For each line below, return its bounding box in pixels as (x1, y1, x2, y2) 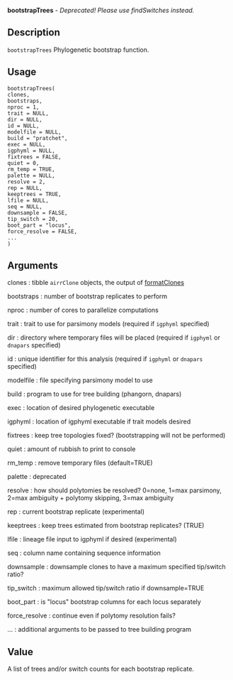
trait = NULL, (7, 109, 50, 117)
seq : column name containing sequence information (7, 549, 161, 557)
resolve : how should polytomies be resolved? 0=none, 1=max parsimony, (7, 486, 222, 495)
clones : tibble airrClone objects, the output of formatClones (7, 279, 185, 287)
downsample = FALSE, (7, 209, 69, 216)
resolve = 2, (7, 178, 46, 185)
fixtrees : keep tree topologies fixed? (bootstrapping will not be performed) (7, 431, 226, 440)
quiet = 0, (7, 159, 40, 166)
